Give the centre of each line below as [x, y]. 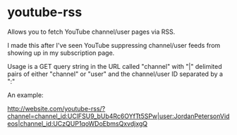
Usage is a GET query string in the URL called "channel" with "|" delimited [115, 66]
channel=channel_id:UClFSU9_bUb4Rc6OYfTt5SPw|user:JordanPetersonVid [119, 116]
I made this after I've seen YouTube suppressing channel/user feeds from [114, 45]
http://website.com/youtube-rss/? [56, 108]
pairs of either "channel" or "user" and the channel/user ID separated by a [115, 74]
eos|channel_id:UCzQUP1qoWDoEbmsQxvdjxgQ [78, 123]
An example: [25, 95]
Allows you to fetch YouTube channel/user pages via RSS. [91, 32]
